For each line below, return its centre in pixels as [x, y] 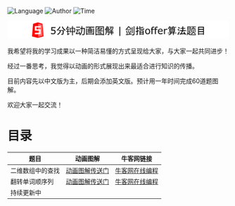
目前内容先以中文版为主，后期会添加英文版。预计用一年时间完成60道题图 [113, 80]
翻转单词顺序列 [32, 181]
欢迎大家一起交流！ [35, 104]
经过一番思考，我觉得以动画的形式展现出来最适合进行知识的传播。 [103, 66]
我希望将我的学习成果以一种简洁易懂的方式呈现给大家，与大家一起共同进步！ [118, 51]
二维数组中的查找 [35, 170]
